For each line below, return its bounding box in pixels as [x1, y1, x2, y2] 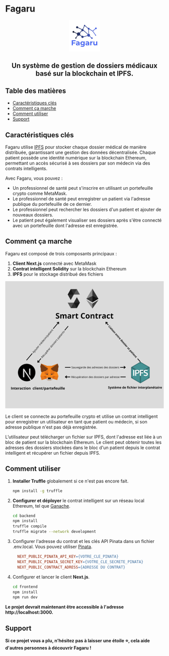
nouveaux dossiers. [12, 211, 54, 217]
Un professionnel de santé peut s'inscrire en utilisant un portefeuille [12, 185, 153, 191]
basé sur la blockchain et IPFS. [35, 69, 134, 78]
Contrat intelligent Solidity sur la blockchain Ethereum [12, 265, 127, 271]
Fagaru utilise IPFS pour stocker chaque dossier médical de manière [5, 144, 147, 150]
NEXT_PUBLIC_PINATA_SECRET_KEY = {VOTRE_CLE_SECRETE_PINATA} [17, 559, 144, 564]
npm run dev [12, 595, 38, 600]
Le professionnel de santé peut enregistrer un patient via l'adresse [12, 195, 150, 202]
